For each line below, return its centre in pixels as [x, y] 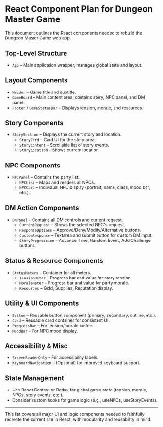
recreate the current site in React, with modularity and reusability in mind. [78, 419]
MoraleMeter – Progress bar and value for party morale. [74, 283]
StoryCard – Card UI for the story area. [57, 140]
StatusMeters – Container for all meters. [51, 272]
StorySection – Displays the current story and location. [67, 134]
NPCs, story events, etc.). [38, 395]
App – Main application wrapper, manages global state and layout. [77, 65]
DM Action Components [42, 208]
